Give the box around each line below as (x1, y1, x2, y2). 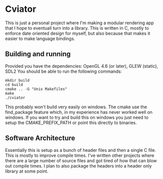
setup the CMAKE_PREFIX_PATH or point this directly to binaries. (5, 120, 137, 126)
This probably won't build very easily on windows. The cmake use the (5, 104, 147, 110)
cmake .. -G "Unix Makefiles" (5, 87, 68, 91)
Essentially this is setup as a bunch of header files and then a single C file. (5, 147, 157, 153)
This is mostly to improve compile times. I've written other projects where (5, 152, 155, 158)
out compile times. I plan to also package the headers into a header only (5, 163, 152, 169)
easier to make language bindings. (5, 36, 76, 42)
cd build (5, 82, 23, 87)
